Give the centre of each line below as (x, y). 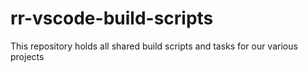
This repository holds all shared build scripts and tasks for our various (154, 46)
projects (27, 56)
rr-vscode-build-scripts (112, 18)
